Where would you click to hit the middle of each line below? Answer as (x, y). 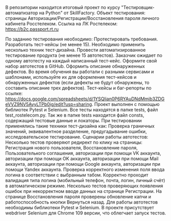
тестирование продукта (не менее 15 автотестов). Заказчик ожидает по (84, 55)
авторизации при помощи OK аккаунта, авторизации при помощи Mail (82, 159)
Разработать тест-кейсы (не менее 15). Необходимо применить (75, 45)
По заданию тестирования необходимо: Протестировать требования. (82, 39)
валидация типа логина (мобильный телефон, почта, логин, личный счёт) (85, 180)
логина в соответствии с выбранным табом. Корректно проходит (77, 175)
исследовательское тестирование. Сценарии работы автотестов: (77, 137)
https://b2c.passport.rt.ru (32, 29)
